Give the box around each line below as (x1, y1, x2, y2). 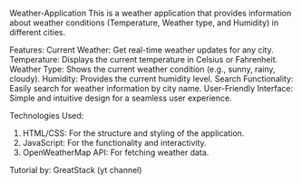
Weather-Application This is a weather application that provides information (9, 8, 292, 18)
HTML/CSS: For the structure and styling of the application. (22, 128, 245, 139)
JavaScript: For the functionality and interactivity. (22, 138, 207, 148)
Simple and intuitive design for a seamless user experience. (9, 92, 233, 103)
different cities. (9, 27, 66, 37)
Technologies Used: (9, 111, 84, 121)
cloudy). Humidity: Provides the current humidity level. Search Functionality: (9, 73, 294, 84)
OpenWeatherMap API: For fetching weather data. (22, 147, 209, 158)
